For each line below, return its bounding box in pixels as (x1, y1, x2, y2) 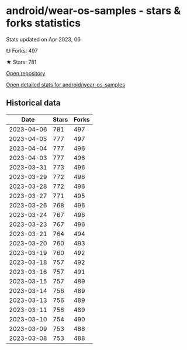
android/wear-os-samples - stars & (6, 4, 181, 18)
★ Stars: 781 (6, 58, 37, 65)
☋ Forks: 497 (6, 47, 38, 54)
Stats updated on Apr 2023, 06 (6, 36, 81, 43)
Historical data (6, 98, 61, 108)
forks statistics (6, 16, 81, 30)
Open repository (6, 70, 46, 77)
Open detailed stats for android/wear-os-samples (6, 81, 126, 88)
